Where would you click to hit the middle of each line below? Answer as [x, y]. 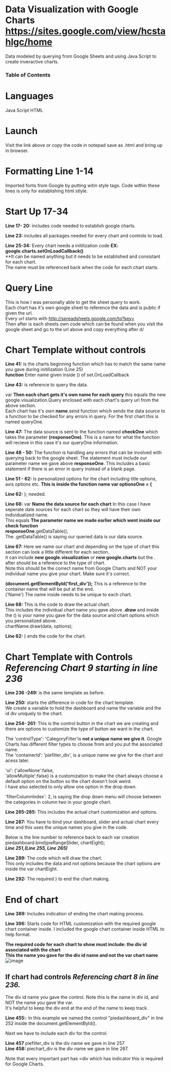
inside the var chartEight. [32, 869]
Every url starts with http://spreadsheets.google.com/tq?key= [70, 318]
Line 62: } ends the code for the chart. [46, 636]
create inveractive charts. [32, 61]
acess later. [17, 760]
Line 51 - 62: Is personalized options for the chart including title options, [81, 479]
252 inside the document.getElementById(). [51, 1023]
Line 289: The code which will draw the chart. [54, 858]
